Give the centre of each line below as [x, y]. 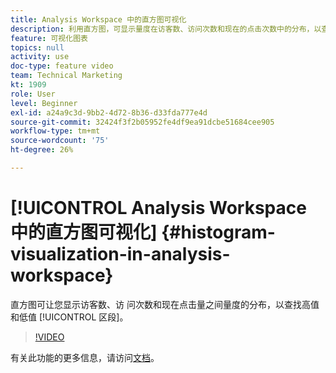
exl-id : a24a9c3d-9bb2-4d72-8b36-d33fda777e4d [109, 112]
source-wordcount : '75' [60, 141]
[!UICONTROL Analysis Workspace [158, 208]
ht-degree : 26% [42, 150]
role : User [33, 94]
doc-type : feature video [62, 66]
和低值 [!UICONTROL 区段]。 [69, 317]
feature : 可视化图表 [49, 38]
